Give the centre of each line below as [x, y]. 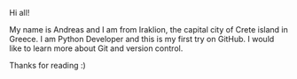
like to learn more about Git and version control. [96, 48]
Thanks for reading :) [47, 65]
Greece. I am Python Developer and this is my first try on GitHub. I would [142, 39]
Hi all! [20, 13]
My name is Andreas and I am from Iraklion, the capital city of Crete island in [148, 29]
